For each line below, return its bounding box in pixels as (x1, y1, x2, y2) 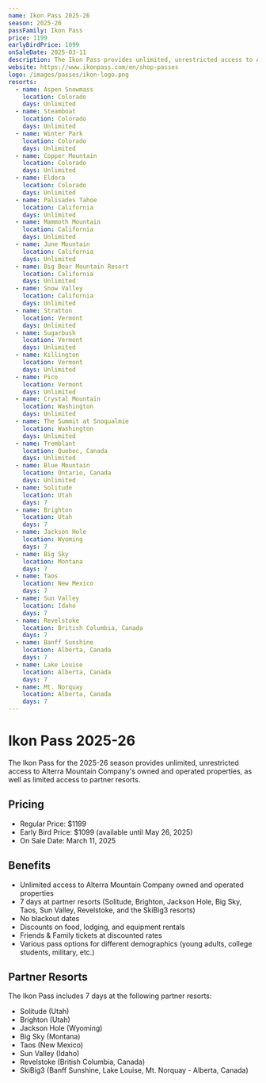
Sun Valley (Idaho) (19, 1049, 80, 1058)
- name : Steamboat (15, 108, 77, 116)
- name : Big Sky (15, 550, 69, 558)
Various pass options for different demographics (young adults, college (19, 939, 253, 948)
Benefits (8, 858, 51, 873)
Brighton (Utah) (19, 1015, 71, 1024)
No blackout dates (19, 913, 80, 923)
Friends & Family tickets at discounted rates (19, 930, 162, 940)
